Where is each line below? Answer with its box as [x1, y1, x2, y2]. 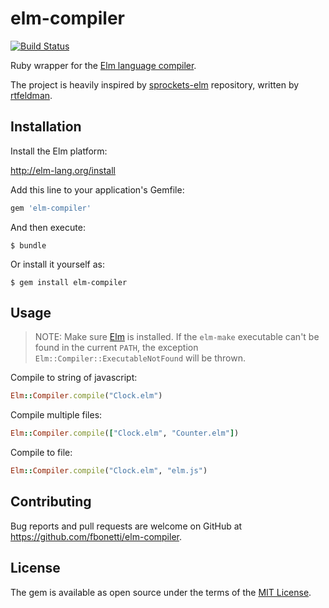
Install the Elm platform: [10, 145, 108, 157]
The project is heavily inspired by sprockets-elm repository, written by [10, 78, 300, 91]
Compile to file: [10, 447, 73, 459]
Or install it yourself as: [10, 258, 105, 270]
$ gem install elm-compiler [10, 277, 128, 287]
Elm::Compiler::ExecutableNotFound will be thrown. [34, 352, 247, 364]
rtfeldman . [10, 89, 53, 101]
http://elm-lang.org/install [10, 164, 116, 176]
